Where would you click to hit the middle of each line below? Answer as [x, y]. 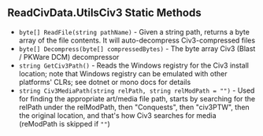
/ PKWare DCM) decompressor [69, 57]
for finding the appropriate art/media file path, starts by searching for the [137, 98]
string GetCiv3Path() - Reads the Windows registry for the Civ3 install [134, 65]
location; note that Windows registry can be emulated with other [123, 73]
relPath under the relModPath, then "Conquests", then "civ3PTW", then [134, 107]
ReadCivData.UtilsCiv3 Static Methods [104, 13]
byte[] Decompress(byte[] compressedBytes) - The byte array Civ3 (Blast [137, 48]
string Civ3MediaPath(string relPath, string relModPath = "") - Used [137, 90]
